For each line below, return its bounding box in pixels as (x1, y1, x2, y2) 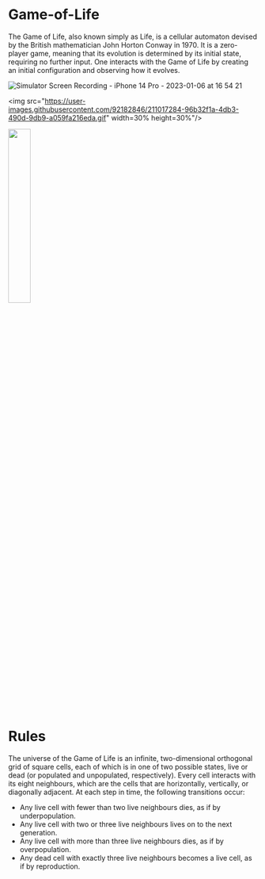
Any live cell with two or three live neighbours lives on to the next (19, 819, 233, 829)
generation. (19, 827, 58, 837)
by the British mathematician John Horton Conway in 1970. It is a (8, 40, 219, 49)
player (8, 48, 29, 58)
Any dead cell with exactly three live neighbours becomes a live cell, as (19, 853, 252, 862)
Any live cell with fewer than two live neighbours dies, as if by (19, 802, 221, 812)
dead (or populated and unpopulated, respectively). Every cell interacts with (8, 770, 256, 780)
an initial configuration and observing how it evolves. (8, 65, 180, 75)
